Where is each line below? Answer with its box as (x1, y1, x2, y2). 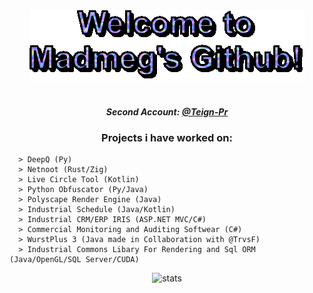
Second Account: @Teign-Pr (105, 105, 229, 118)
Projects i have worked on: (101, 130, 233, 144)
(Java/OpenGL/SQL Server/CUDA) (9, 255, 140, 265)
